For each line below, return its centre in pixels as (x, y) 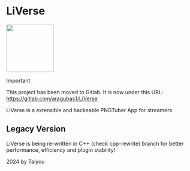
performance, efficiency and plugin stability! (61, 150)
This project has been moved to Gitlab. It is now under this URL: (85, 92)
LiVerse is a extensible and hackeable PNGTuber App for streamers (89, 110)
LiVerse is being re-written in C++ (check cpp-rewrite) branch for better (95, 143)
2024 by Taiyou (25, 161)
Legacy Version (36, 129)
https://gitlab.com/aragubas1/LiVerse (52, 98)
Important (18, 80)
